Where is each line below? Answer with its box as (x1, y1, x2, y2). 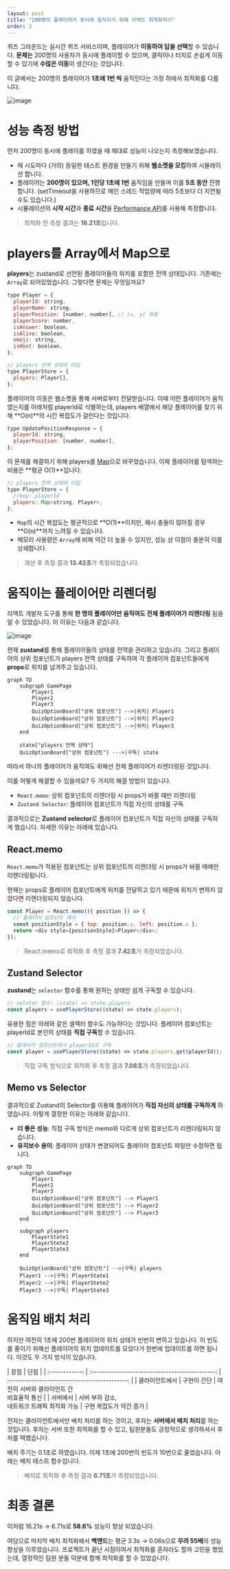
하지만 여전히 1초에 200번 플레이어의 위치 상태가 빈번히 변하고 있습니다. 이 (7, 1336, 206, 1344)
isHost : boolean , (13, 343, 63, 350)
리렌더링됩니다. (7, 871, 48, 880)
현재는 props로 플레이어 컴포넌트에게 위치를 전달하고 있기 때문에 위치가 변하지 (7, 886, 216, 894)
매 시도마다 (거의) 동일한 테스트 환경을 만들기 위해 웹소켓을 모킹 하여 (16, 161, 198, 170)
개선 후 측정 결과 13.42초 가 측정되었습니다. (23, 559, 139, 567)
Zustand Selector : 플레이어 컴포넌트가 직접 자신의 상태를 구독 (16, 800, 184, 808)
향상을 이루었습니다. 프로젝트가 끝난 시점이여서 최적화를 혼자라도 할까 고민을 (7, 1545, 211, 1553)
